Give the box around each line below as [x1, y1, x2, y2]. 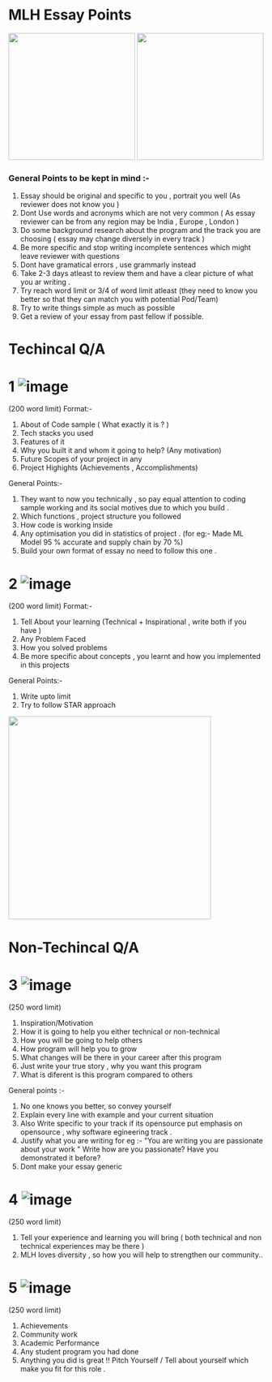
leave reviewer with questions [19, 252, 120, 261]
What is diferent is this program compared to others [19, 1070, 193, 1080]
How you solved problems [19, 643, 108, 652]
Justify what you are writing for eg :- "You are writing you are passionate [19, 1136, 263, 1146]
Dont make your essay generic [19, 1162, 123, 1172]
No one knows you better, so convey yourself [19, 1101, 172, 1111]
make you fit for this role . [19, 1364, 106, 1374]
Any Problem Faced [19, 635, 87, 644]
